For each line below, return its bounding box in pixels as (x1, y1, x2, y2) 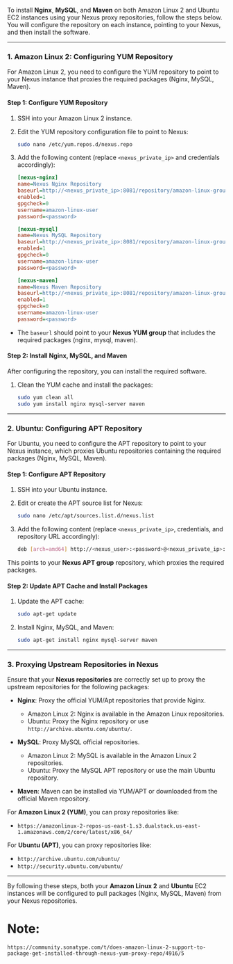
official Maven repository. (17, 794, 90, 803)
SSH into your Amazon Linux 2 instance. (17, 114, 132, 122)
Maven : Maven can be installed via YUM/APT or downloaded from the (17, 787, 218, 796)
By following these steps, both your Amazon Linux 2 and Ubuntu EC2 (7, 882, 207, 890)
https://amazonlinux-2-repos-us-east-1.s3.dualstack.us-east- (17, 823, 201, 830)
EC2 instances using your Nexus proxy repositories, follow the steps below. (7, 13, 223, 22)
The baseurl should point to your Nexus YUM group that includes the (17, 328, 216, 337)
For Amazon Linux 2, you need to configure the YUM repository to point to (7, 67, 219, 76)
